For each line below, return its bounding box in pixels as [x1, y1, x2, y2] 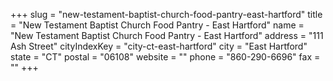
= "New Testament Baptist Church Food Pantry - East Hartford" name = [10, 19, 305, 31]
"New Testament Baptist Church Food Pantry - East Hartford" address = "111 [10, 30, 324, 41]
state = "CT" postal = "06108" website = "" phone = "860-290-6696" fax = [10, 51, 321, 63]
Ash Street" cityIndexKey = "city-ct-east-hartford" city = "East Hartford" [10, 40, 308, 52]
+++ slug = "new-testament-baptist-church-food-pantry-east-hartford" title [10, 9, 323, 20]
